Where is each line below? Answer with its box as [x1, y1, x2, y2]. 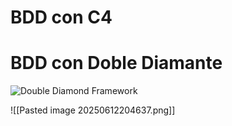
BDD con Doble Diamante [10, 52, 223, 75]
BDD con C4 [10, 6, 113, 29]
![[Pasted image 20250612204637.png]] [10, 104, 176, 116]
